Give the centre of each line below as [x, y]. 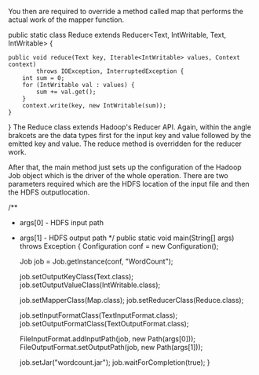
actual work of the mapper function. [66, 20]
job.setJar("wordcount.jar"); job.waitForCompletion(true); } [115, 362]
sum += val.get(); [66, 92]
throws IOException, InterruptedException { [110, 71]
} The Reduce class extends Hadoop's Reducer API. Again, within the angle [130, 127]
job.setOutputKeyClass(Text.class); [76, 277]
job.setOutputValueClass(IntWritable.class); [90, 285]
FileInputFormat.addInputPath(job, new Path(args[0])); [108, 339]
